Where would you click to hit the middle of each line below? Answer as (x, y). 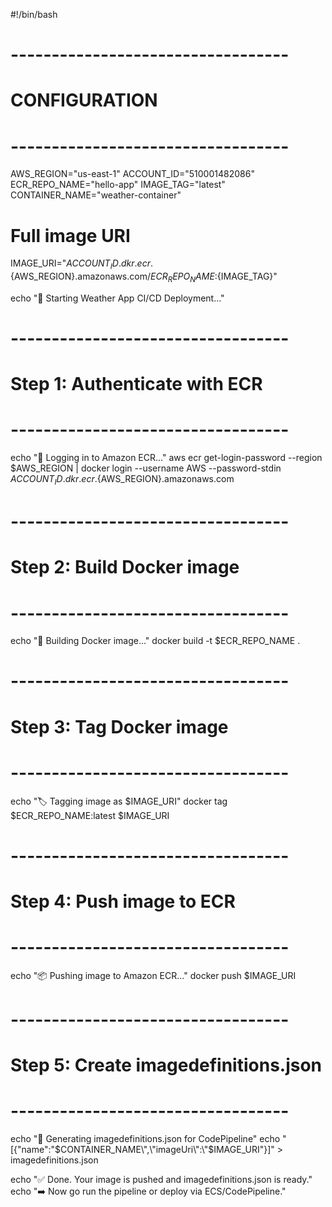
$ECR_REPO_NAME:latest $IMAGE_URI (90, 815)
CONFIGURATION (84, 100)
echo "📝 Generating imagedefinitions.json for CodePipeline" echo (145, 1139)
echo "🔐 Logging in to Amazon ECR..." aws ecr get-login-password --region (166, 458)
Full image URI (70, 235)
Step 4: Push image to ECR (123, 901)
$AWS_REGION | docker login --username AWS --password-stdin (146, 468)
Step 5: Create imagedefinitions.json (166, 1065)
